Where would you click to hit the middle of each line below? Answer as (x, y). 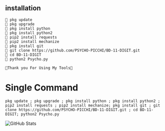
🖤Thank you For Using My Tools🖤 (39, 68)
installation (23, 8)
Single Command (42, 87)
